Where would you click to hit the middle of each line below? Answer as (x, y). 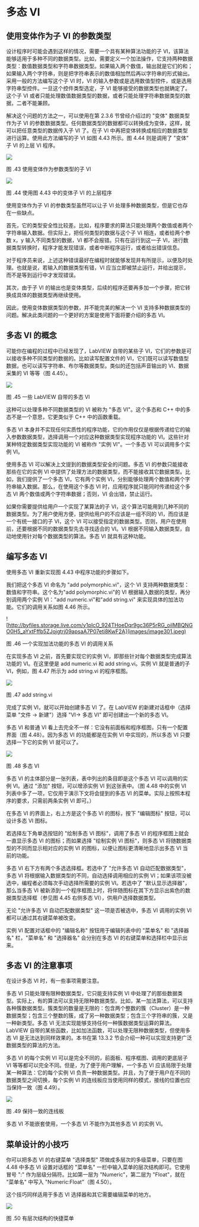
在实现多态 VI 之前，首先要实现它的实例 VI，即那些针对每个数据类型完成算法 (99, 656)
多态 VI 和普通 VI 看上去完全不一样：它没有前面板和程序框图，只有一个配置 (97, 727)
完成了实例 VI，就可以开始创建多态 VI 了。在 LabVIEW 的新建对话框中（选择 (98, 707)
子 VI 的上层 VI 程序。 (32, 145)
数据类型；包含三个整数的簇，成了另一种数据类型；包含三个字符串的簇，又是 (99, 1016)
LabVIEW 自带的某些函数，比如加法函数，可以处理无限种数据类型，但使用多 (98, 1031)
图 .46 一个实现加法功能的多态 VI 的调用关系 (60, 643)
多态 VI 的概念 (32, 335)
